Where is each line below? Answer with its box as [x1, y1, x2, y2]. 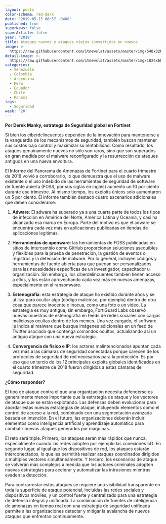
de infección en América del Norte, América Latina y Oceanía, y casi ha [12, 214, 158, 220]
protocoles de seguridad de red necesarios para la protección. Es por [12, 353, 154, 359]
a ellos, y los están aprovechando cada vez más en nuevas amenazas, [12, 276, 156, 283]
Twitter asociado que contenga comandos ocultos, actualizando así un [12, 328, 157, 334]
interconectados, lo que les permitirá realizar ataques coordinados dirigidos [5, 451, 160, 457]
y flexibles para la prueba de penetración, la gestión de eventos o [12, 250, 146, 256]
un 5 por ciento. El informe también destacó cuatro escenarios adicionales [5, 194, 157, 200]
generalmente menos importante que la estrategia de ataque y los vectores [5, 394, 158, 400]
